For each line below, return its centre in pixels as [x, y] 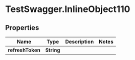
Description [80, 42]
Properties [22, 28]
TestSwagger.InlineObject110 [68, 9]
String [53, 50]
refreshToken [24, 50]
